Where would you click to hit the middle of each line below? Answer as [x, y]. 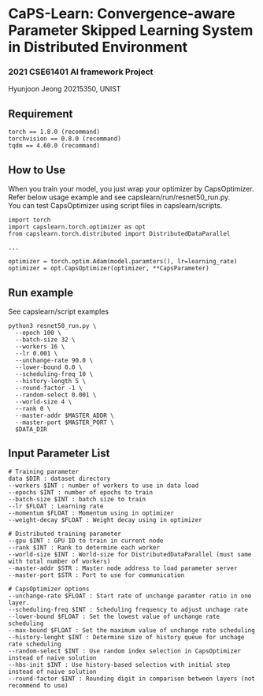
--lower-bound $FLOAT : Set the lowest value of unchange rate [114, 616]
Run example [41, 292]
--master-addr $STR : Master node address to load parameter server [123, 568]
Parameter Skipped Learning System [131, 30]
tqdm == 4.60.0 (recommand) [54, 146]
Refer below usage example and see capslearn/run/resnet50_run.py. [119, 197]
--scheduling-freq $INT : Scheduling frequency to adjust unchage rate [128, 609]
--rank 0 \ [33, 408]
